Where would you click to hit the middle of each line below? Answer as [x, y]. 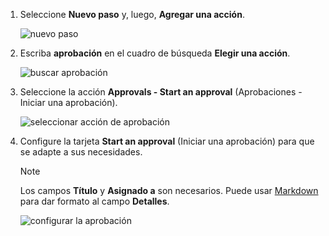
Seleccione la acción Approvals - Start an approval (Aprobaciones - [161, 92]
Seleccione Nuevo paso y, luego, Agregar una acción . [132, 14]
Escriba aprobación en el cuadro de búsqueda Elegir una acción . [155, 53]
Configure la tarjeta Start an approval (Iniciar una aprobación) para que [167, 141]
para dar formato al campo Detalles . [94, 201]
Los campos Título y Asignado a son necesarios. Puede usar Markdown [169, 190]
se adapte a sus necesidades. [81, 152]
